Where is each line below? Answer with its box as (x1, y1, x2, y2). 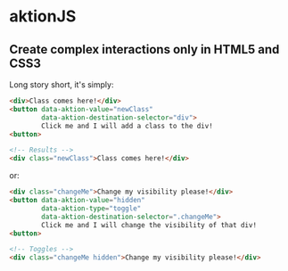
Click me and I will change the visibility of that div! (41, 220, 257, 229)
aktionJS (9, 6, 77, 27)
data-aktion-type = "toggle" (41, 203, 142, 213)
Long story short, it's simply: (9, 79, 114, 90)
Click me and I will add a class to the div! (41, 121, 214, 130)
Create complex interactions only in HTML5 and (9, 42, 280, 57)
